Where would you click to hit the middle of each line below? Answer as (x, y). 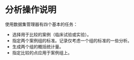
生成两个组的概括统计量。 (38, 46)
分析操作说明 (31, 10)
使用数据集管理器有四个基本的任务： (41, 24)
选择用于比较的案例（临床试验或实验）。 (52, 34)
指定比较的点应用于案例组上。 (42, 52)
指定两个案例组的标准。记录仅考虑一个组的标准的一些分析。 (72, 40)
